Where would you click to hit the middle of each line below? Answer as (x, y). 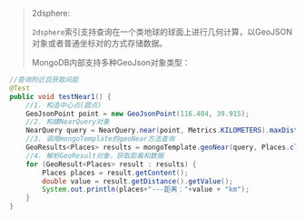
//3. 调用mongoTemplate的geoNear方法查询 (100, 139)
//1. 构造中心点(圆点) (64, 105)
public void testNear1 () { (60, 96)
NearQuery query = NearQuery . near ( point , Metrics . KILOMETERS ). (148, 131)
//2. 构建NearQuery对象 (68, 122)
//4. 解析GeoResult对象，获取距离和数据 (95, 155)
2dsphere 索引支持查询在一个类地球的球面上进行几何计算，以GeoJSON (162, 32)
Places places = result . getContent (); (115, 173)
